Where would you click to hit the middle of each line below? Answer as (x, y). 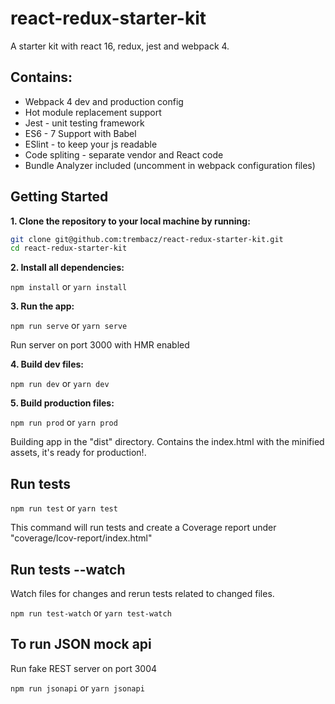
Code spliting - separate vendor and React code (124, 154)
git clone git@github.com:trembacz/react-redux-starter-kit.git (147, 239)
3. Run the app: (42, 306)
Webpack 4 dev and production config (104, 101)
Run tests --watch (68, 569)
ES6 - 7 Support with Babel (80, 133)
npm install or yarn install (69, 287)
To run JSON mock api (81, 644)
